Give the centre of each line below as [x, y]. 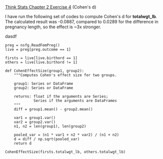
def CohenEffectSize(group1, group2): [45, 71]
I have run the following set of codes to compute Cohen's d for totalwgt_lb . [81, 16]
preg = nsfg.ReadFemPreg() [33, 45]
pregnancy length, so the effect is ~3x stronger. [53, 27]
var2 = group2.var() [35, 122]
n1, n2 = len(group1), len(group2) [50, 126]
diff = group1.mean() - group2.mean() [53, 109]
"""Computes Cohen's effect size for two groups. [66, 75]
